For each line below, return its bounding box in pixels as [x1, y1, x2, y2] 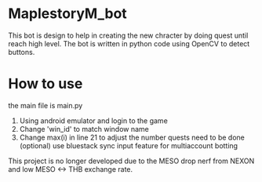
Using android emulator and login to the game [19, 115, 169, 126]
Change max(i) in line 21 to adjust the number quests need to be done [19, 133, 245, 142]
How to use [8, 75, 83, 93]
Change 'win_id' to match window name [19, 124, 149, 133]
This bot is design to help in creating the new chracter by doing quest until [8, 31, 249, 40]
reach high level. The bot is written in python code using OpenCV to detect [8, 38, 250, 48]
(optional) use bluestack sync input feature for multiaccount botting [19, 140, 238, 150]
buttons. [8, 47, 35, 56]
